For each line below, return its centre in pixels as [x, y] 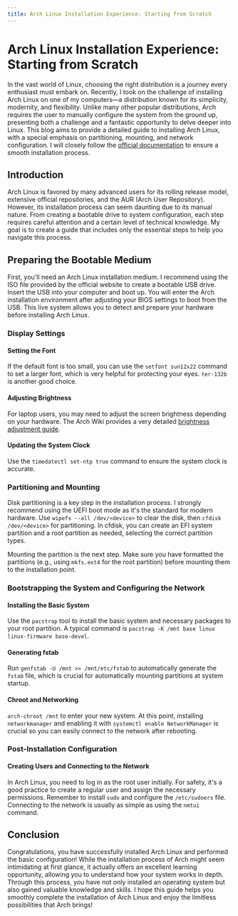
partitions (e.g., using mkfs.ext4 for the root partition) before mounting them [119, 562]
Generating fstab [33, 652]
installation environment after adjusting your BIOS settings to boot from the [117, 300]
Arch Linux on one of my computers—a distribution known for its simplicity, [118, 99]
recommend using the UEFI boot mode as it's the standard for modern [110, 510]
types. [17, 541]
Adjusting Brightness [40, 397]
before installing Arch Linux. [49, 315]
